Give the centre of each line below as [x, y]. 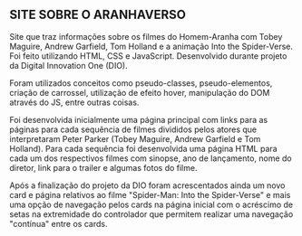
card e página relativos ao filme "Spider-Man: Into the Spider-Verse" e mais [150, 194]
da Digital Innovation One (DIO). [69, 65]
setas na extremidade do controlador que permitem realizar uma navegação [151, 214]
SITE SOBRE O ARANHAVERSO [97, 15]
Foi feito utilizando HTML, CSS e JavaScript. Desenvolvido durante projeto [148, 56]
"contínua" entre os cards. [58, 223]
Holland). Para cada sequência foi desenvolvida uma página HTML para [144, 148]
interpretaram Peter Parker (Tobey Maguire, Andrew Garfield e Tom [135, 138]
